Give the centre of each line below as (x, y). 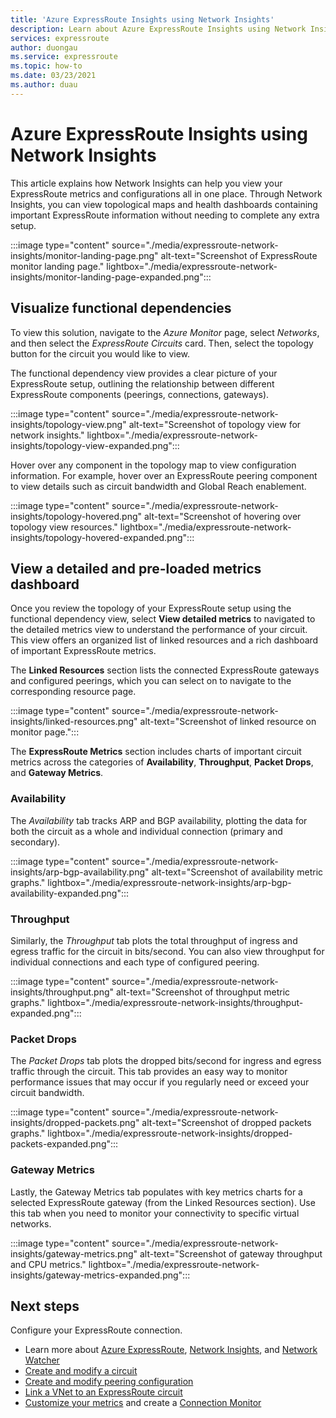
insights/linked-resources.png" (74, 722)
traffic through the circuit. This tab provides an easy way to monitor (149, 1072)
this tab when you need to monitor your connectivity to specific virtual (155, 1213)
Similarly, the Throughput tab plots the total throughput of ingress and (154, 940)
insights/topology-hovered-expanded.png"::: (102, 537)
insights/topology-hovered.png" (76, 516)
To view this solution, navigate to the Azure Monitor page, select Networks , (165, 332)
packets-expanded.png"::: (64, 1144)
